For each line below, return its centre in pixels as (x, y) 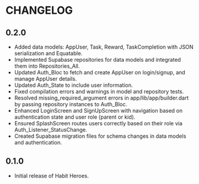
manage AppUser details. (45, 79)
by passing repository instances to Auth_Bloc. (71, 104)
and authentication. (38, 142)
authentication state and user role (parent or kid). (75, 117)
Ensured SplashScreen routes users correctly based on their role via (98, 123)
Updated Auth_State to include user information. (74, 85)
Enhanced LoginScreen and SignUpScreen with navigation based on (98, 111)
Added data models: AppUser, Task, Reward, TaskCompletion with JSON (104, 47)
